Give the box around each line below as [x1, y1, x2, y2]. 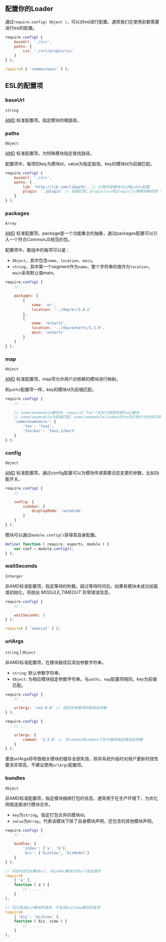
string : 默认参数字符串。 [12, 670, 63, 676]
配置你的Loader [5, 4, 53, 13]
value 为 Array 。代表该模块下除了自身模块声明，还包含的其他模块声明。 [12, 818, 156, 824]
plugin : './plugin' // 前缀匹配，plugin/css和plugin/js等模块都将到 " [23, 189, 162, 194]
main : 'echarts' [31, 330, 65, 335]
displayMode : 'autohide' [31, 508, 83, 514]
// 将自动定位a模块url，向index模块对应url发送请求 [5, 868, 101, 873]
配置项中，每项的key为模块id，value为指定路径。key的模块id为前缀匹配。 [5, 161, 155, 166]
